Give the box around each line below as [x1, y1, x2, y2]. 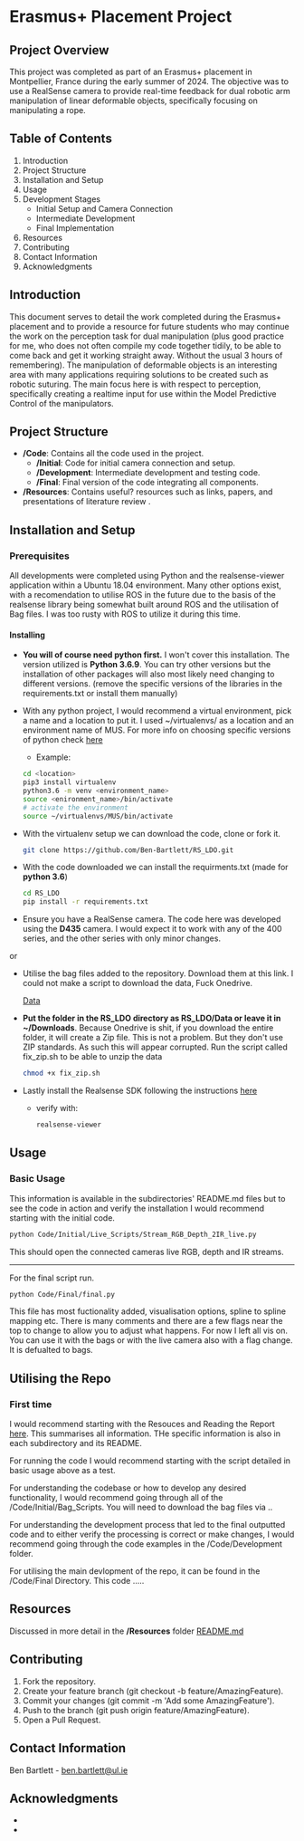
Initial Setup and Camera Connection [35, 203, 174, 214]
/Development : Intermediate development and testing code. [35, 467, 261, 478]
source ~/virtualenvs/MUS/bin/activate [22, 811, 174, 820]
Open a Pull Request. [22, 1714, 101, 1725]
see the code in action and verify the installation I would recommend [9, 1203, 265, 1213]
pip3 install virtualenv [22, 778, 117, 787]
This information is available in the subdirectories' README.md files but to [9, 1193, 286, 1203]
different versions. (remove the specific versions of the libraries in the [22, 678, 283, 689]
